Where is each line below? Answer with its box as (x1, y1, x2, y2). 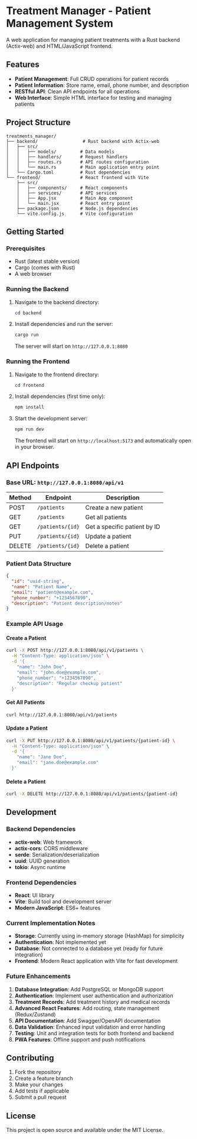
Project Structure (6, 118, 71, 128)
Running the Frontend (6, 357, 70, 365)
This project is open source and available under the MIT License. (6, 1127, 164, 1134)
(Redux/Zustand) (14, 1011, 56, 1018)
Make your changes (14, 1081, 63, 1088)
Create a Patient (6, 634, 47, 641)
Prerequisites (6, 244, 45, 252)
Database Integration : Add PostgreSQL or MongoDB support (14, 985, 164, 993)
